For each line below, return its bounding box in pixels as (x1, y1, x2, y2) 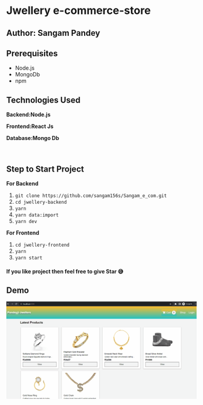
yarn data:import (14, 212, 59, 218)
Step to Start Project (6, 164, 85, 174)
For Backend (6, 180, 39, 187)
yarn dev (14, 219, 37, 225)
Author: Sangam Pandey (6, 28, 101, 38)
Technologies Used (6, 95, 80, 105)
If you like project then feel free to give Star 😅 (6, 267, 124, 275)
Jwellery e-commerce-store (6, 4, 151, 18)
